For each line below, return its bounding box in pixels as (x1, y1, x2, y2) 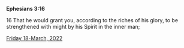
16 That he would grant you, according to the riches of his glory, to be (6, 17, 179, 23)
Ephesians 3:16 (6, 5, 45, 12)
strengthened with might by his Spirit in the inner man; (6, 23, 140, 30)
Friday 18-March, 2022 (6, 35, 63, 41)
